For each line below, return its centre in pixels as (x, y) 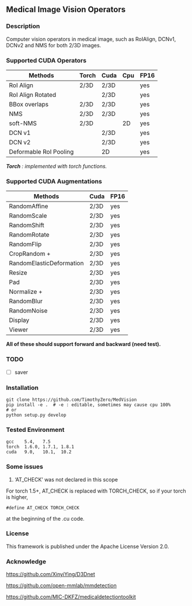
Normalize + (26, 292)
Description (23, 26)
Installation (22, 387)
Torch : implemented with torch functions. (57, 166)
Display (19, 320)
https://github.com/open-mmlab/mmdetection (61, 586)
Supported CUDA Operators (46, 60)
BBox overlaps (29, 104)
